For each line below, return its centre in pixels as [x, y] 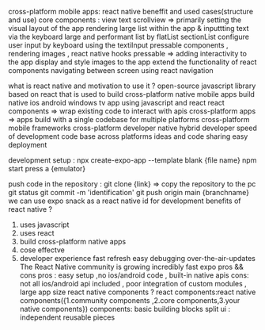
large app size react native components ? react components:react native [138, 292]
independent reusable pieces [67, 317]
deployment [28, 145]
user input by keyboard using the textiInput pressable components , [118, 45]
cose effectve [42, 250]
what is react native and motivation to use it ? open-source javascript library [132, 86]
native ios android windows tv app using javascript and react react [117, 103]
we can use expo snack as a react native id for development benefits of [125, 201]
